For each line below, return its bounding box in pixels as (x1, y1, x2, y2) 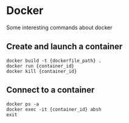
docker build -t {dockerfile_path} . (6, 57, 102, 64)
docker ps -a (6, 101, 39, 107)
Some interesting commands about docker (6, 24, 113, 31)
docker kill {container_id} (6, 68, 78, 74)
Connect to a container (6, 85, 95, 95)
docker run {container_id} (6, 63, 74, 69)
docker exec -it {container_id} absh (6, 106, 102, 113)
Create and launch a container (6, 41, 123, 52)
